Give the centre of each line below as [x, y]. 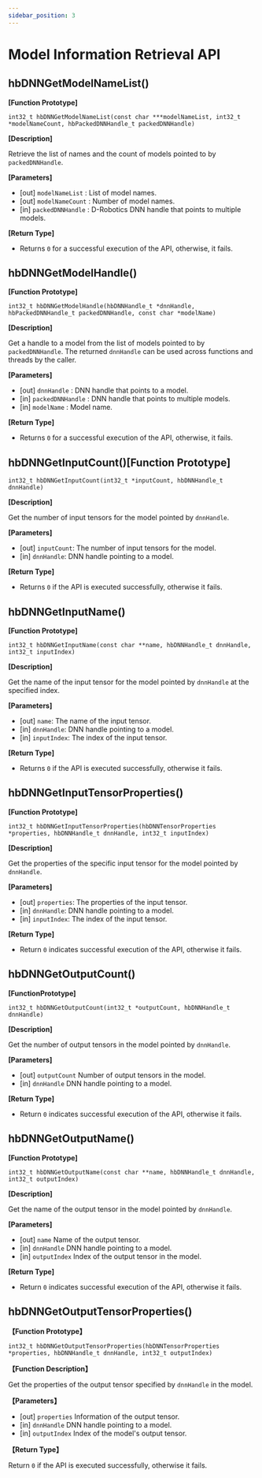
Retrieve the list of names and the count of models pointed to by [112, 154]
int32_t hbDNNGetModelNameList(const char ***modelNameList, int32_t [125, 117]
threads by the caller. [42, 360]
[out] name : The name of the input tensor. [85, 721]
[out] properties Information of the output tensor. [100, 1417]
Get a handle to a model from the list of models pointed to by [107, 343]
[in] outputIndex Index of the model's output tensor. [103, 1433]
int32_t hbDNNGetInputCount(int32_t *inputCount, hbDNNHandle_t [116, 481]
